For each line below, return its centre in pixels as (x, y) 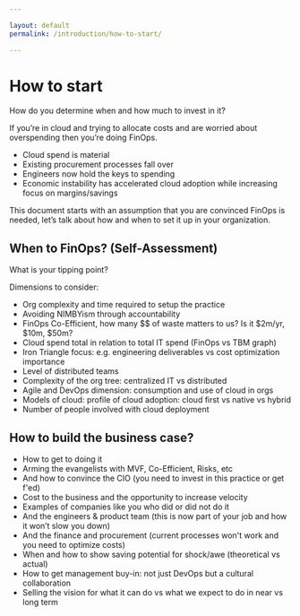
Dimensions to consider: (54, 287)
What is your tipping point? (59, 270)
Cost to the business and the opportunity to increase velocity (135, 498)
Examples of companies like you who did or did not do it (126, 507)
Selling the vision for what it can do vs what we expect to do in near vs (153, 593)
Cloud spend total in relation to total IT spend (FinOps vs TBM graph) (150, 343)
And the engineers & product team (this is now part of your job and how (154, 516)
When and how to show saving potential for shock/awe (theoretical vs (151, 555)
